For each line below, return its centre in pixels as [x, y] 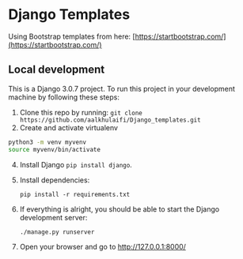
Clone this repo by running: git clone [81, 112]
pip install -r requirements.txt [75, 194]
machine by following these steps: [64, 97]
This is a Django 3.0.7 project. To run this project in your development [121, 88]
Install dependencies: [55, 180]
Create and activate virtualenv [69, 127]
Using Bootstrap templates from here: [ [72, 36]
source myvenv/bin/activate [55, 149]
